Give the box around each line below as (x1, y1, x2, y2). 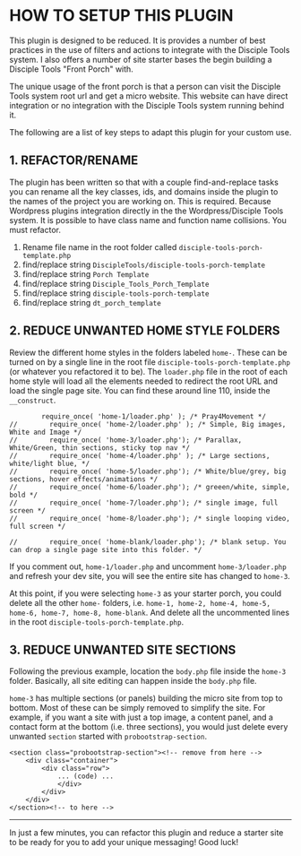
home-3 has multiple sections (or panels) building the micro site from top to (9, 693, 284, 704)
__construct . (9, 394, 56, 405)
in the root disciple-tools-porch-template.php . (9, 616, 185, 627)
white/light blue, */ (9, 459, 90, 468)
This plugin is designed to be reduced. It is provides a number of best (9, 35, 266, 46)
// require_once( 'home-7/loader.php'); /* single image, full (9, 498, 279, 507)
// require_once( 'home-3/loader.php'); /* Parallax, (9, 436, 243, 445)
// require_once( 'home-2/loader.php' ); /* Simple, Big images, (9, 419, 287, 428)
